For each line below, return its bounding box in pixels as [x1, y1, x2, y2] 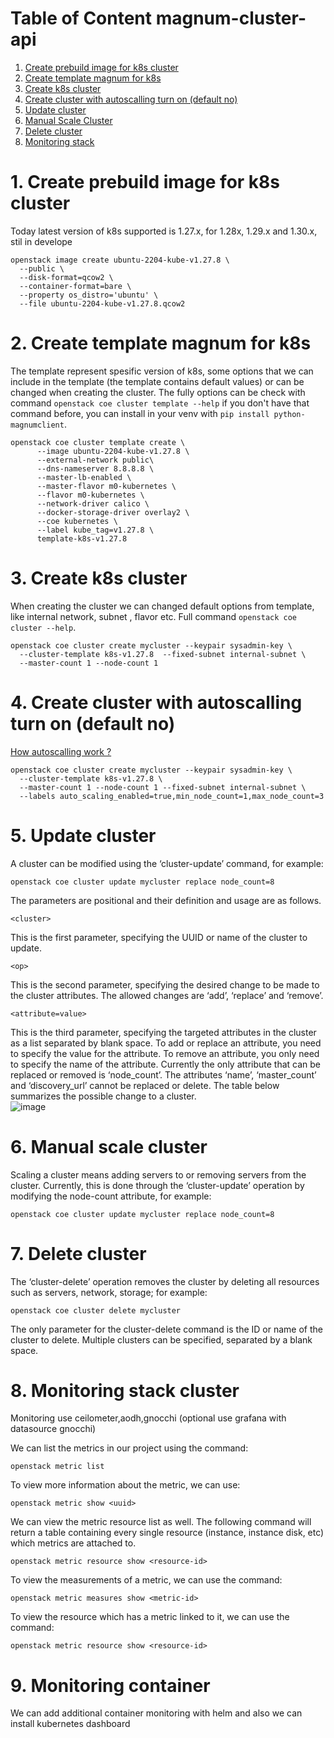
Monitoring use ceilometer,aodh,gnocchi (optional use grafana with [10, 1412, 287, 1424]
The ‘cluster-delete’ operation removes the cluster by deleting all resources [10, 1275, 320, 1287]
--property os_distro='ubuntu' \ [19, 290, 159, 300]
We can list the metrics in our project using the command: [10, 1442, 249, 1454]
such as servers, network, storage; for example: [10, 1286, 208, 1298]
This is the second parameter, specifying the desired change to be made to [10, 978, 320, 991]
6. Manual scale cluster [10, 1135, 208, 1158]
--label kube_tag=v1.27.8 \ [36, 525, 155, 535]
